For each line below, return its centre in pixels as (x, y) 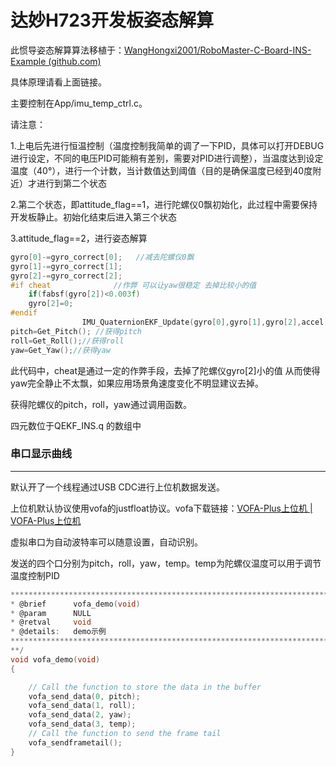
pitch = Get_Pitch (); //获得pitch (76, 331)
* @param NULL (51, 613)
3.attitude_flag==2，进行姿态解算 (79, 238)
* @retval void (51, 622)
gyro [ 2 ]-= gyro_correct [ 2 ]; (66, 276)
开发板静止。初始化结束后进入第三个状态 (93, 217)
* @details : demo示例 (58, 632)
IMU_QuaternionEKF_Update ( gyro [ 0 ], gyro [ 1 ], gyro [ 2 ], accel (203, 322)
